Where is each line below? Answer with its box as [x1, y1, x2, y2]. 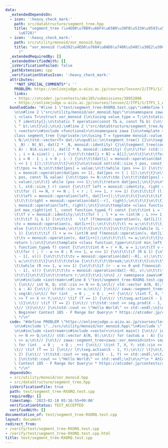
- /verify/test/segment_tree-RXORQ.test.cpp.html [5, 431, 111, 436]
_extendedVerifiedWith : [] [9, 59, 66, 64]
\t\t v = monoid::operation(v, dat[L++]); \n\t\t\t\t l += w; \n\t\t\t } [14, 235, 160, 240]
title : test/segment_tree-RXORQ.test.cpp [5, 435, 93, 440]
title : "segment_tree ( [14, 26, 64, 31]
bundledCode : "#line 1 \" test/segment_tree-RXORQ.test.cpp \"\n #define [9, 105, 160, 110]
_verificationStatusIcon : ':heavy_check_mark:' [9, 73, 111, 78]
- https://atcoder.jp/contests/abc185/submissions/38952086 [14, 96, 142, 101]
